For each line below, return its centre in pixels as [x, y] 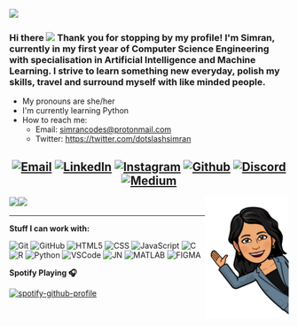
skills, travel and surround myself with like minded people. [137, 81]
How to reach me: [55, 120]
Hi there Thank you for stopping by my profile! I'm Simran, [142, 37]
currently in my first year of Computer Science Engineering [139, 49]
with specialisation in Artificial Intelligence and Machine [133, 59]
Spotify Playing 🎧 [43, 273]
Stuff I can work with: [50, 229]
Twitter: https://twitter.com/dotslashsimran [113, 139]
